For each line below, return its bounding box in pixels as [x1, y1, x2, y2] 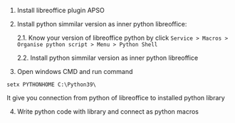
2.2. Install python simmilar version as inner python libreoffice [16, 53, 199, 62]
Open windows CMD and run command [16, 68, 133, 75]
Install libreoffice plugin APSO [16, 6, 105, 14]
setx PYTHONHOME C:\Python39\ [6, 81, 97, 88]
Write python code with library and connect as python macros [16, 107, 199, 116]
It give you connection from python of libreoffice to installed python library [6, 94, 225, 102]
